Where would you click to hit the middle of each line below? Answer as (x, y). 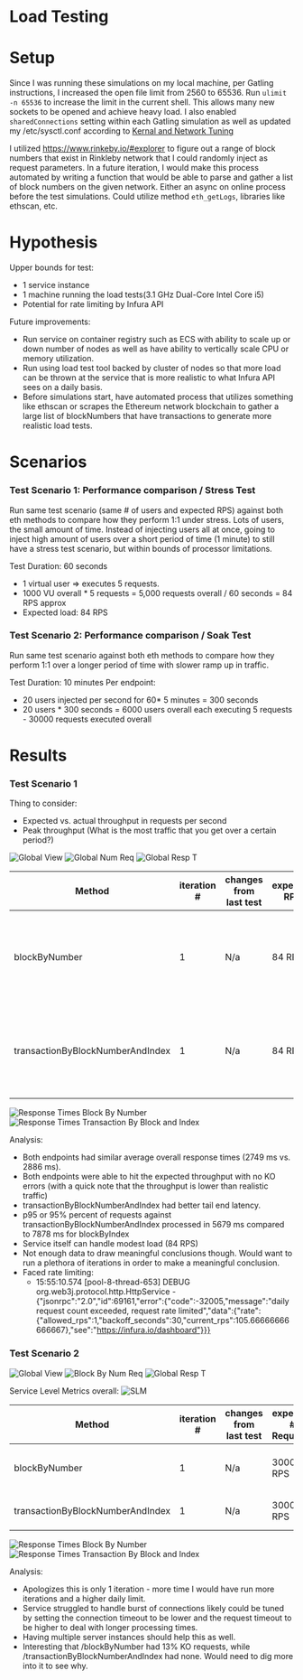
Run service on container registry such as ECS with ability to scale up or (156, 340)
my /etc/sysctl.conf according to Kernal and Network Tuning (122, 131)
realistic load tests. (57, 425)
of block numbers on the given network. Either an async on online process (147, 187)
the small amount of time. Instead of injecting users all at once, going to (142, 529)
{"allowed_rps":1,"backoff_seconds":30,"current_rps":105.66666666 (163, 1321)
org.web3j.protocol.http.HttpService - (106, 1292)
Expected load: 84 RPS (65, 612)
